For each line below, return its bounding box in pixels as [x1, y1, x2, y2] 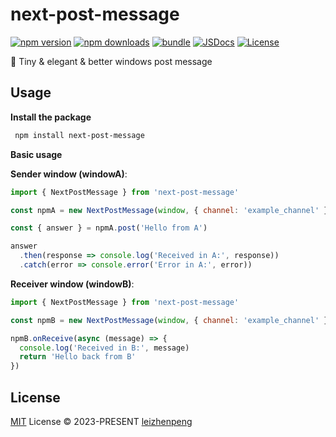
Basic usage [10, 148, 63, 160]
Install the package [10, 111, 92, 123]
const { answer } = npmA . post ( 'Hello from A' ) [10, 223, 208, 233]
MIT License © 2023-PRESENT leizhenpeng [10, 415, 193, 427]
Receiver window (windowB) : [10, 278, 135, 290]
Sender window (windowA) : [10, 168, 128, 180]
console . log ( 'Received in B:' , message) [19, 343, 190, 353]
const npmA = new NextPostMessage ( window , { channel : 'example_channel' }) [10, 205, 333, 215]
